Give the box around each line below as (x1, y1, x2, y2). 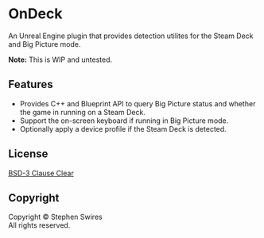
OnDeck (8, 5, 63, 23)
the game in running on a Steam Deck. (19, 107, 146, 117)
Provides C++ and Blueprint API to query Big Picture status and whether (19, 98, 256, 108)
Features (8, 78, 53, 91)
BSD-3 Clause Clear (8, 168, 74, 178)
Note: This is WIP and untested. (8, 55, 113, 64)
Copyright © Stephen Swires (8, 212, 103, 222)
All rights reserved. (8, 221, 71, 230)
